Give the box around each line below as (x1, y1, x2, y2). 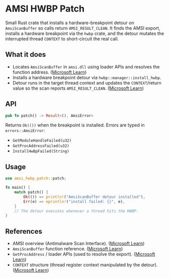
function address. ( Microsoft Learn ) (12, 69, 87, 75)
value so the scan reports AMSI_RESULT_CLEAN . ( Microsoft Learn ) (12, 85, 144, 91)
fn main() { (5, 185, 30, 190)
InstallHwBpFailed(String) (12, 149, 70, 154)
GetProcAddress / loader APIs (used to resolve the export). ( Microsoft (12, 251, 155, 257)
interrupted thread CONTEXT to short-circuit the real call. (5, 36, 119, 42)
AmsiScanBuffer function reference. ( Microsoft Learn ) (12, 246, 123, 252)
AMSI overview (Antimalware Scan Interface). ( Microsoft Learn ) (12, 240, 145, 247)
